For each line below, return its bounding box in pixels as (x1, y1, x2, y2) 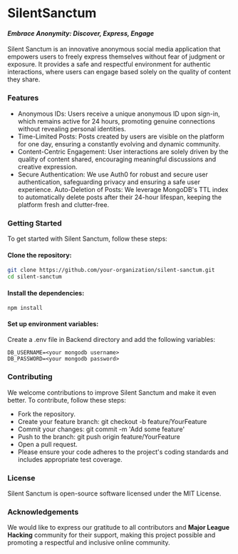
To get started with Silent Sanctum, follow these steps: (7, 234, 167, 243)
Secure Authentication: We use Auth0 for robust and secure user (17, 170, 208, 178)
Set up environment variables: (7, 319, 99, 328)
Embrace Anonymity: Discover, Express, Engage (7, 29, 155, 37)
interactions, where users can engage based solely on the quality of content (7, 68, 232, 76)
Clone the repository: (7, 251, 72, 259)
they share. (7, 75, 41, 84)
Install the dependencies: (7, 288, 85, 297)
